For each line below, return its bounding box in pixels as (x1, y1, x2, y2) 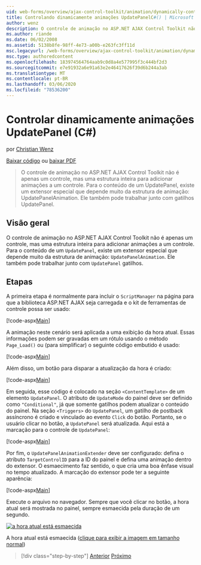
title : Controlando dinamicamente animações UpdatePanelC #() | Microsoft (6, 14, 194, 20)
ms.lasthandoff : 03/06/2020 (6, 82, 77, 88)
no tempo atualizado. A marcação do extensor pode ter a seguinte (6, 469, 169, 476)
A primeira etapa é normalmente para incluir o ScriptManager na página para (6, 292, 194, 300)
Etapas (6, 277, 33, 287)
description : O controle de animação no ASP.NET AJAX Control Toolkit (6, 25, 186, 32)
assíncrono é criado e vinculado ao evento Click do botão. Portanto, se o (6, 414, 187, 421)
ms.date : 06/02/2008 (6, 37, 58, 43)
